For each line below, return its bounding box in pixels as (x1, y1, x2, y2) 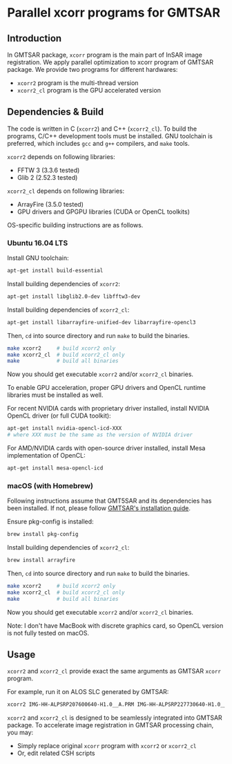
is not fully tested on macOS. (7, 628, 90, 637)
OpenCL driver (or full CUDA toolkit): (7, 411, 112, 420)
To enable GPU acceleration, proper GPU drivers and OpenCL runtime (7, 384, 206, 392)
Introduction (7, 32, 62, 44)
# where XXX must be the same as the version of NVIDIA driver (7, 431, 193, 438)
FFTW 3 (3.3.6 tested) (17, 166, 80, 174)
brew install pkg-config (7, 531, 79, 538)
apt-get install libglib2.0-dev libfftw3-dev (7, 292, 140, 300)
